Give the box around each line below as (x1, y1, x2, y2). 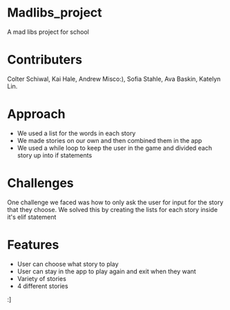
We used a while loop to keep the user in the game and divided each (17, 144, 213, 152)
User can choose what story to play (17, 260, 119, 268)
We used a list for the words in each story (17, 129, 136, 137)
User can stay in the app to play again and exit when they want (17, 267, 197, 275)
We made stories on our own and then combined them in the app (17, 136, 202, 144)
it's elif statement (7, 213, 57, 221)
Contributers (7, 52, 83, 68)
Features (7, 237, 59, 253)
